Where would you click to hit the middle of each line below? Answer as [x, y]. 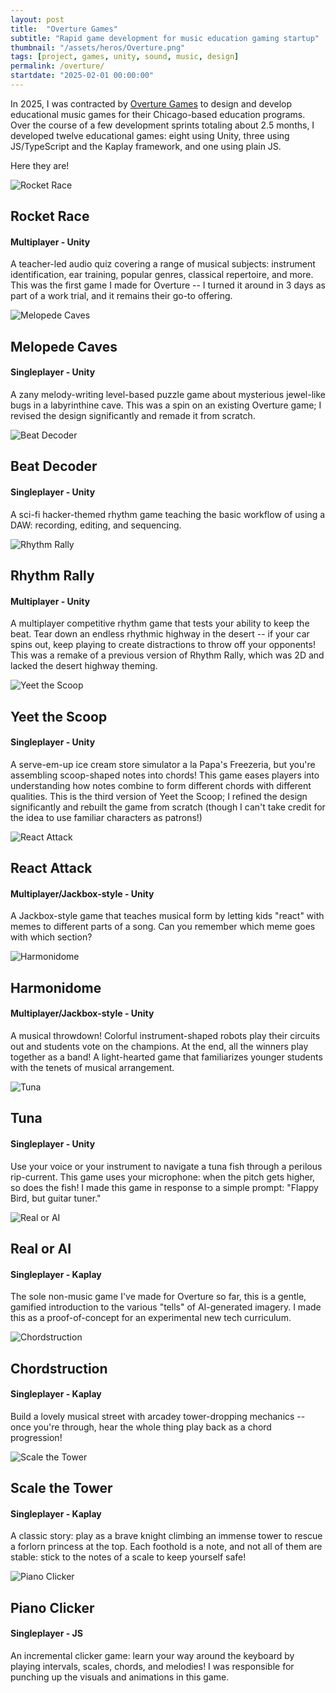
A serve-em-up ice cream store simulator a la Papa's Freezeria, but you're [163, 764]
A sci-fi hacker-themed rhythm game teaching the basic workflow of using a [168, 514]
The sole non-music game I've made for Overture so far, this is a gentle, [158, 1297]
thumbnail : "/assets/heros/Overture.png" [98, 47]
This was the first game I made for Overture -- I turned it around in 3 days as [168, 285]
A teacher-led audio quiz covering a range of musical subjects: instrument [163, 264]
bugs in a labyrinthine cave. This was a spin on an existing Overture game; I [166, 405]
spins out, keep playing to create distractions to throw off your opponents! [163, 645]
